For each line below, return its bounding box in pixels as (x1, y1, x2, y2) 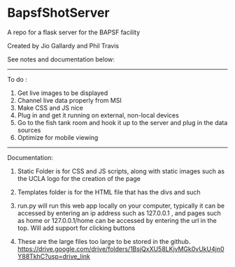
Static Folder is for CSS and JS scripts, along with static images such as (17, 166, 225, 175)
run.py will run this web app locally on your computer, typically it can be (17, 201, 225, 210)
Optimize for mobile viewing (17, 133, 99, 141)
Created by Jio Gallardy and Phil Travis (7, 41, 120, 50)
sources (17, 126, 41, 134)
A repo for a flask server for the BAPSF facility (7, 28, 141, 36)
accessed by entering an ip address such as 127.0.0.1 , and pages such (17, 208, 222, 217)
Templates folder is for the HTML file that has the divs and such (17, 187, 201, 196)
